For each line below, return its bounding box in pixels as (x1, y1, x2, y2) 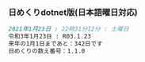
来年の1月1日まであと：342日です (8, 40, 103, 48)
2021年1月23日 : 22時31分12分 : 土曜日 (8, 25, 129, 33)
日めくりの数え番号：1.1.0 (8, 47, 86, 55)
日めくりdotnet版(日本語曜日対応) (8, 6, 138, 17)
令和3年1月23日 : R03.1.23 (8, 33, 91, 41)
